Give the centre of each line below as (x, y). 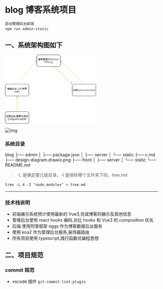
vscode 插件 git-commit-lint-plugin (49, 282)
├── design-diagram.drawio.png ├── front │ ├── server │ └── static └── (81, 160)
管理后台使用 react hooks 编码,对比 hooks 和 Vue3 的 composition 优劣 (83, 220)
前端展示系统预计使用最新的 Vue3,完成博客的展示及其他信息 (72, 214)
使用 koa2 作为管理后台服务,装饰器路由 (51, 232)
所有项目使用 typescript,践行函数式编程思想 (55, 238)
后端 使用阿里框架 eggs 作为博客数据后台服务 (57, 226)
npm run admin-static (27, 29)
